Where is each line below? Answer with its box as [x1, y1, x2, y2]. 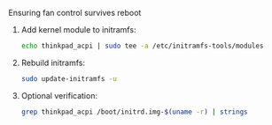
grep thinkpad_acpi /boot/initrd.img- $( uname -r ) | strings [20, 107, 248, 116]
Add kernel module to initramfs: [20, 25, 136, 34]
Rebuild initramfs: [20, 57, 86, 68]
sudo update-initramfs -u [20, 74, 117, 83]
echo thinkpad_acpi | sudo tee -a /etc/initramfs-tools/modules [20, 41, 264, 50]
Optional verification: [20, 90, 98, 100]
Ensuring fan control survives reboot [8, 8, 142, 18]
